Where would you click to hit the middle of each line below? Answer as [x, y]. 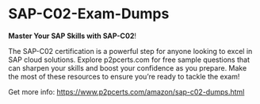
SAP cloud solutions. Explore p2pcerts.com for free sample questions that [129, 60]
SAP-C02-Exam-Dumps [89, 14]
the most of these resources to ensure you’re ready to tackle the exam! [124, 76]
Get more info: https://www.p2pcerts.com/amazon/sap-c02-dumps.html [126, 91]
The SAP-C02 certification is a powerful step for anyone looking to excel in [130, 51]
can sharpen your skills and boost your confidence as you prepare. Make [128, 67]
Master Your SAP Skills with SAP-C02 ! [73, 36]
